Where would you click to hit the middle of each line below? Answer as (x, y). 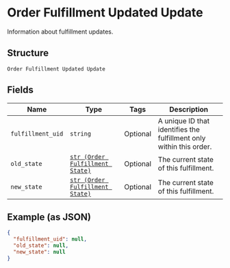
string (80, 134)
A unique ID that (184, 121)
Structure (28, 53)
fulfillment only (182, 138)
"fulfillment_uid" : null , (50, 239)
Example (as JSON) (49, 217)
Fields (21, 90)
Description (189, 109)
